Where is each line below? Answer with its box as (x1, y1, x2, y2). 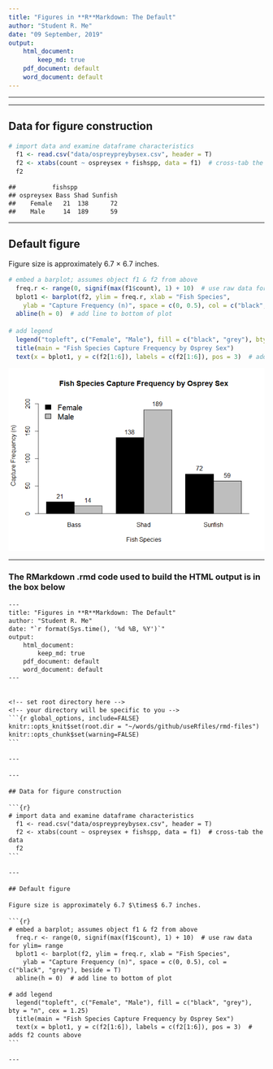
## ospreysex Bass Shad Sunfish (8, 192, 118, 200)
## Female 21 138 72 (8, 200, 118, 208)
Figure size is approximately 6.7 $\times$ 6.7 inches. (8, 901, 201, 909)
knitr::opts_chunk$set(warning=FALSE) (8, 730, 140, 738)
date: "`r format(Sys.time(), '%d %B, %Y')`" (8, 625, 165, 633)
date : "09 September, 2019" (8, 30, 104, 38)
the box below (8, 581, 66, 592)
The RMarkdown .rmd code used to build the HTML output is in (8, 571, 261, 582)
